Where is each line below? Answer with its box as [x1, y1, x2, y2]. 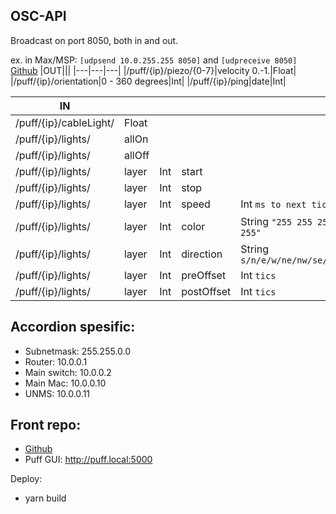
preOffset [181, 268, 227, 282]
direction [181, 247, 223, 261]
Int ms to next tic [240, 197, 328, 211]
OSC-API [10, 8, 67, 25]
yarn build [24, 492, 67, 504]
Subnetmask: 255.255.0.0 [24, 345, 132, 357]
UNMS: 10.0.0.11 [24, 387, 91, 399]
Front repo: [10, 417, 82, 434]
